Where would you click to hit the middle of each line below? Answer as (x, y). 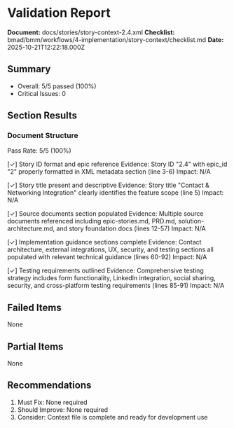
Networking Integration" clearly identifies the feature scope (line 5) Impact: (116, 193)
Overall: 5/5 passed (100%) (57, 86)
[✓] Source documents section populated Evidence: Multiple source (105, 214)
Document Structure (43, 136)
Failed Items (34, 307)
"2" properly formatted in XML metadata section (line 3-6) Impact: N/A (109, 172)
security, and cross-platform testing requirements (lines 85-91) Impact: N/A (116, 286)
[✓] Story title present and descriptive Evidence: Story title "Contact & (109, 185)
